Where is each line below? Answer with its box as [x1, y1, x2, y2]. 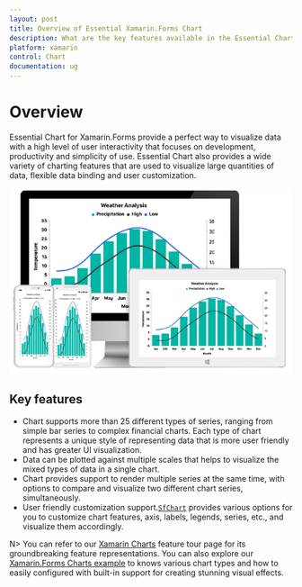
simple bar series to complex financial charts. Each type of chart [22, 425, 262, 436]
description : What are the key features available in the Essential [9, 33, 271, 42]
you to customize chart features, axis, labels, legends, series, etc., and [22, 511, 284, 522]
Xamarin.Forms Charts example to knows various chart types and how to [9, 557, 279, 568]
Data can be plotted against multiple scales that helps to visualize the [22, 454, 280, 465]
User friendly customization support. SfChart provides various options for [22, 501, 293, 512]
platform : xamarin [9, 43, 78, 52]
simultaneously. [22, 492, 81, 503]
